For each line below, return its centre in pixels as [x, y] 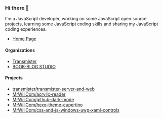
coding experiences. [26, 29]
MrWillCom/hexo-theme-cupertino [47, 105]
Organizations [20, 50]
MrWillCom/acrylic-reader [39, 94]
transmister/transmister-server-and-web [53, 89]
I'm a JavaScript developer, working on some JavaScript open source [76, 19]
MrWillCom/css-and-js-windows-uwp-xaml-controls [66, 110]
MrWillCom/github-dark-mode [43, 99]
